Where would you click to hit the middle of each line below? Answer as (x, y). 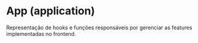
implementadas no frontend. (41, 33)
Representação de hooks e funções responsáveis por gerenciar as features (99, 27)
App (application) (51, 11)
